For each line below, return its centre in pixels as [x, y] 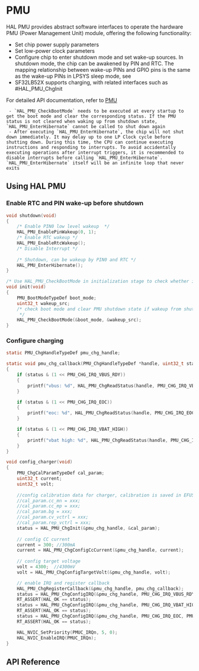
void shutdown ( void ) [32, 215]
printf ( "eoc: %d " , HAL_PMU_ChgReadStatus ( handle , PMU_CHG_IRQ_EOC [111, 413]
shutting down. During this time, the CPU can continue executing [90, 142]
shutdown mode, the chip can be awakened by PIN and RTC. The [94, 63]
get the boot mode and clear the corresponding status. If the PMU [91, 116]
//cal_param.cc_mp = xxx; [49, 506]
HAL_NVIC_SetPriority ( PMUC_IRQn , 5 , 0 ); [67, 632]
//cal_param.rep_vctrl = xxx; [54, 523]
